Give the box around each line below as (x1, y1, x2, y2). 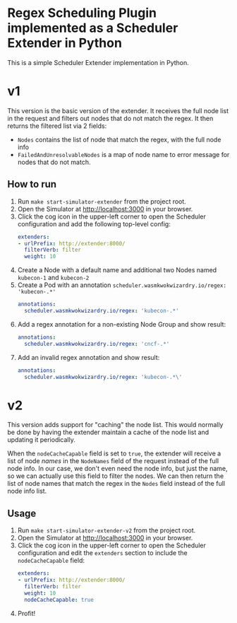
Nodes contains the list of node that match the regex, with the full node (17, 135, 221, 144)
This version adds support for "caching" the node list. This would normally (7, 421, 224, 429)
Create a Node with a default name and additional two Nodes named (17, 266, 217, 274)
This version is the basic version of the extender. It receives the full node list (7, 106, 229, 115)
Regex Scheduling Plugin (7, 5, 157, 21)
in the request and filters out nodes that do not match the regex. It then (7, 114, 214, 122)
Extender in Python (7, 35, 122, 51)
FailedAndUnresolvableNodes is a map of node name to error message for (17, 150, 230, 158)
